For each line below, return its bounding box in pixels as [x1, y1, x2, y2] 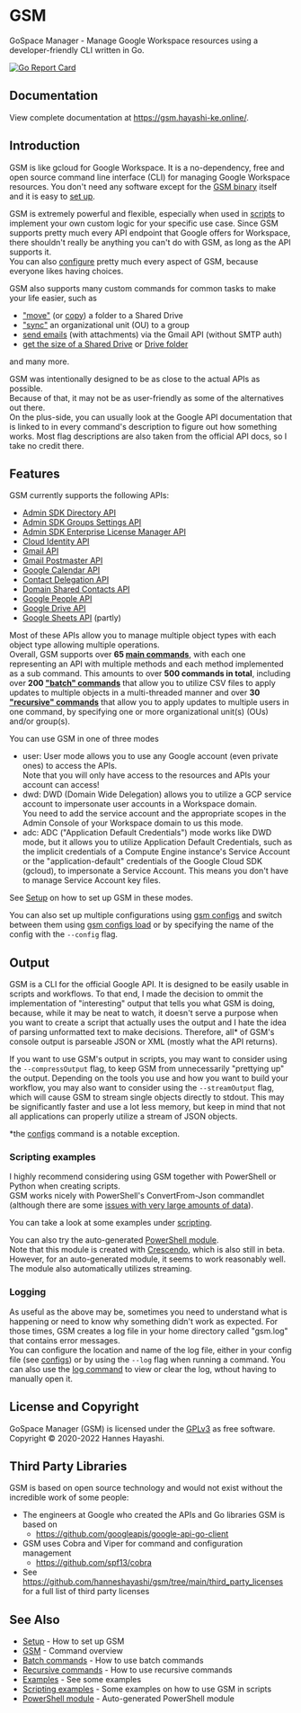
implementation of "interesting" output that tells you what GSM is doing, [9, 998, 276, 1009]
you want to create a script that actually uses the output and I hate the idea [9, 1017, 288, 1028]
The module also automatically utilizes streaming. [9, 1263, 192, 1274]
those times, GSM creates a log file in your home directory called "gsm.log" [9, 1325, 289, 1336]
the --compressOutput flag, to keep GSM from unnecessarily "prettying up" [9, 1063, 285, 1075]
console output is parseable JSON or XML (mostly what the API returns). [9, 1036, 279, 1048]
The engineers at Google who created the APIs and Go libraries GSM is [22, 1510, 286, 1521]
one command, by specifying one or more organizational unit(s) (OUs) [9, 707, 270, 718]
